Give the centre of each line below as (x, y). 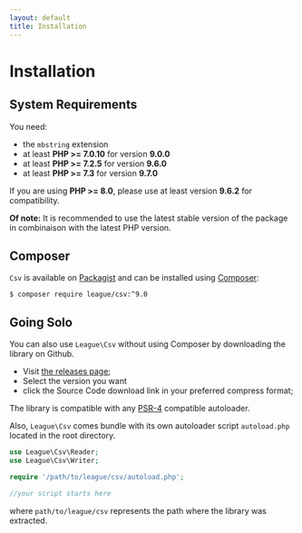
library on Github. (42, 354)
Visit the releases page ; (67, 371)
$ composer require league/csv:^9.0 (78, 295)
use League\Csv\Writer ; (54, 460)
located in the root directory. (63, 436)
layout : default (40, 18)
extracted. (29, 520)
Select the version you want (74, 381)
